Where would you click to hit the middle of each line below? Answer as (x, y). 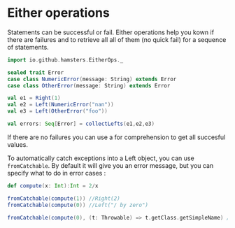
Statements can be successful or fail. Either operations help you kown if (111, 32)
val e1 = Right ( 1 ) (34, 98)
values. (17, 144)
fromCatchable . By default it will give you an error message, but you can (111, 165)
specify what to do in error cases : (57, 173)
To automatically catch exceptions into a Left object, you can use (101, 158)
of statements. (28, 47)
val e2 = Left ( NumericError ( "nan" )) (60, 105)
